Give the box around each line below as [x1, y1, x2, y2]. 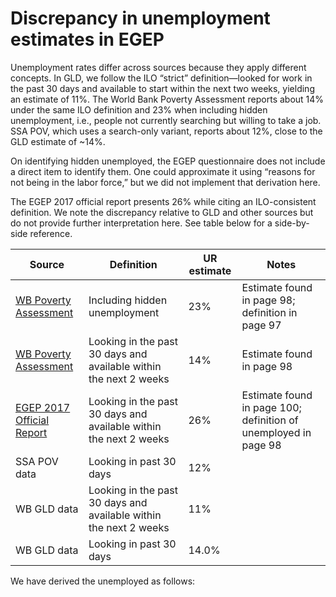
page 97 [241, 318, 282, 332]
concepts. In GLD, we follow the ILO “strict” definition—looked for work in [10, 72, 313, 84]
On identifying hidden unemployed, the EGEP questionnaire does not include [10, 155, 326, 167]
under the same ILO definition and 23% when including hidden [10, 103, 268, 116]
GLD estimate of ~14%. [10, 135, 106, 147]
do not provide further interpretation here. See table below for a [10, 217, 273, 229]
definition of [241, 413, 299, 427]
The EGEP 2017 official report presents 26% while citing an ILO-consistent [10, 195, 317, 207]
